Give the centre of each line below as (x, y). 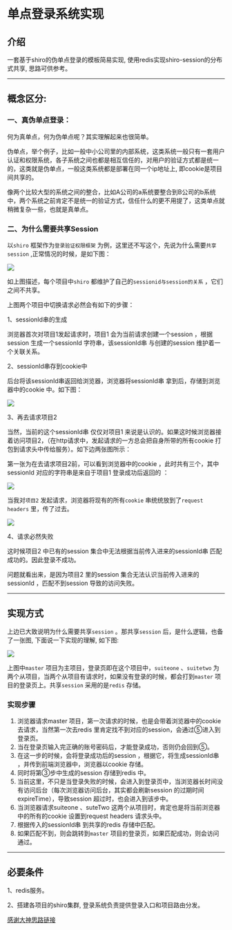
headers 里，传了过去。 (40, 508)
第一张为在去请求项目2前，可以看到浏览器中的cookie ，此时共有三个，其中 (113, 463)
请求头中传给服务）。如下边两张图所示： (75, 449)
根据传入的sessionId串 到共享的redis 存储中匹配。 (88, 825)
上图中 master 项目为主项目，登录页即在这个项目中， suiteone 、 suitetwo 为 (113, 667)
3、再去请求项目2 (32, 417)
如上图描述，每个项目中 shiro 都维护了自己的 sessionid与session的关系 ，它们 (115, 281)
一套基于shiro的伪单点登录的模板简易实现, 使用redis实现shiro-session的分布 (115, 60)
